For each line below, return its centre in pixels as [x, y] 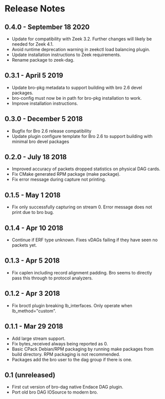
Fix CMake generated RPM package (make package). [66, 174]
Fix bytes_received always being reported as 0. [60, 343]
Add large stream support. [39, 338]
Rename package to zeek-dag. [43, 60]
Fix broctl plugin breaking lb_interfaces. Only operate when [72, 305]
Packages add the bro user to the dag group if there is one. [72, 359]
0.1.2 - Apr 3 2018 [32, 294]
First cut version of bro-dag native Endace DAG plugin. [67, 387]
